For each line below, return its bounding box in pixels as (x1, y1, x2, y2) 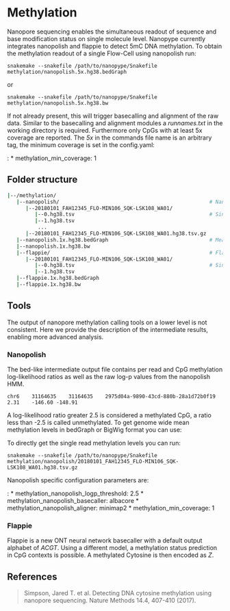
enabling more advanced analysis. (7, 333, 104, 341)
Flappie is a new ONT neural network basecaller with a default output (7, 536, 203, 545)
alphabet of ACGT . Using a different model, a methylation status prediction (7, 544, 218, 552)
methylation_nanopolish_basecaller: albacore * (7, 496, 139, 504)
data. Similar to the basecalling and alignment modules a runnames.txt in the (7, 118, 223, 127)
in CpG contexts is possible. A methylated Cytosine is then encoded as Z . (7, 551, 214, 559)
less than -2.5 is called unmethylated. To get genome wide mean (7, 418, 190, 426)
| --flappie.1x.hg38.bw (16, 281, 81, 288)
